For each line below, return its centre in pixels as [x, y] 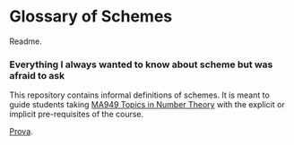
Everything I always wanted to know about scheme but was [141, 64]
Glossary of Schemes [91, 17]
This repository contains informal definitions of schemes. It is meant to [140, 95]
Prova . [21, 132]
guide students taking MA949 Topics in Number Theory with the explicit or [147, 105]
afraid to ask [37, 75]
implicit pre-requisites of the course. [77, 115]
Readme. [26, 41]
